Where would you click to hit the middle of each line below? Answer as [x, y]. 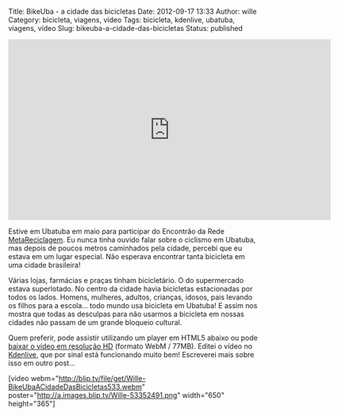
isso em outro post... [42, 363]
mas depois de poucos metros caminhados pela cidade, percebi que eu [125, 248]
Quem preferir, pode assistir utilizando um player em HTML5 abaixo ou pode [133, 338]
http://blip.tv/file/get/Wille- [102, 378]
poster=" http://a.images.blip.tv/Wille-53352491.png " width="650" [116, 395]
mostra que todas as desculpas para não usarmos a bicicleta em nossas [126, 314]
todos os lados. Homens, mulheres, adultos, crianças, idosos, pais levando [130, 297]
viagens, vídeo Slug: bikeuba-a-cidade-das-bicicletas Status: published [126, 28]
